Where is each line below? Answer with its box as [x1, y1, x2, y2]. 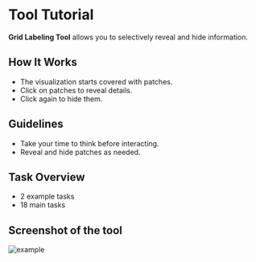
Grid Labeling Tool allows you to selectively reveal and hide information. [8, 32, 248, 42]
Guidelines [8, 117, 64, 131]
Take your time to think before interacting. [19, 138, 159, 148]
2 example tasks [19, 191, 75, 202]
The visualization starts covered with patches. [19, 76, 173, 86]
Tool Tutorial [8, 6, 94, 24]
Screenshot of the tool [8, 223, 123, 237]
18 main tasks [19, 200, 66, 210]
